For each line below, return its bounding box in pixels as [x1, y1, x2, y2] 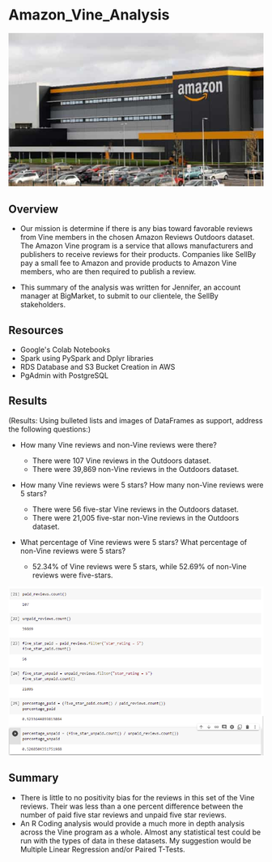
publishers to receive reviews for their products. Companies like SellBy [19, 250, 257, 259]
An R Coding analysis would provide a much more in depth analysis [19, 818, 245, 828]
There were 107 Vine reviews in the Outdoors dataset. [32, 456, 212, 465]
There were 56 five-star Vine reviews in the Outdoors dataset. [32, 504, 239, 514]
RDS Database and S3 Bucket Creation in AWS [19, 362, 176, 371]
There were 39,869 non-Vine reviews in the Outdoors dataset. [32, 464, 240, 474]
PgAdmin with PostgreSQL [19, 371, 109, 380]
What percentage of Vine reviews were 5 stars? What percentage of [19, 537, 248, 547]
